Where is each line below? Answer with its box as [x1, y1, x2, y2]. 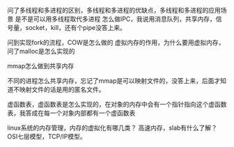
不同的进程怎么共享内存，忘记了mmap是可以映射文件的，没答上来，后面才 [7, 77, 221, 85]
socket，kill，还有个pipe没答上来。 [25, 24, 127, 31]
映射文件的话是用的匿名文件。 [19, 86, 105, 93]
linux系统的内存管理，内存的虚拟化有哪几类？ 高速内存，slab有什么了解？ [7, 124, 218, 132]
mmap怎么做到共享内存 [7, 62, 75, 70]
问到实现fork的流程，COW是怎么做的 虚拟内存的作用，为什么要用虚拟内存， [7, 38, 225, 47]
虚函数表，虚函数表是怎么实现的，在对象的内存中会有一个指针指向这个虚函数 [7, 100, 227, 108]
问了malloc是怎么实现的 [7, 47, 75, 55]
